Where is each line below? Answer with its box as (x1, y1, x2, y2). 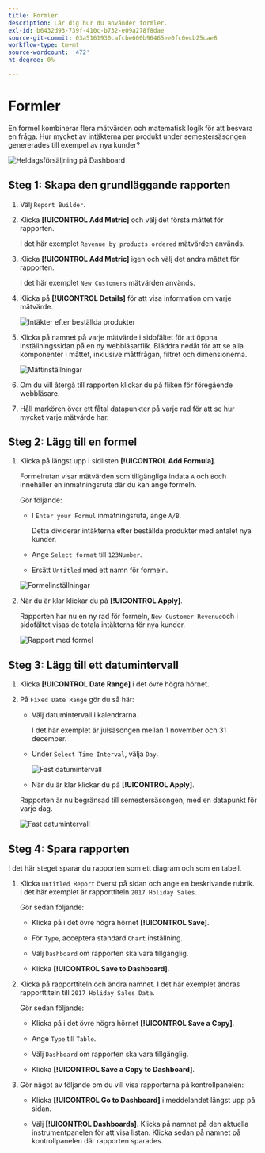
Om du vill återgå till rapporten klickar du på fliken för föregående (19, 380, 233, 390)
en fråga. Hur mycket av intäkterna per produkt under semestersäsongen (8, 132, 247, 141)
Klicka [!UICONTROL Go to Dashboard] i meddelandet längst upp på (31, 1096, 256, 1105)
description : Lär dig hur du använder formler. (8, 19, 168, 27)
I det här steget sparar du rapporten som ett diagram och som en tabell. (8, 863, 242, 873)
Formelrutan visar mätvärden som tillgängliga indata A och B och (19, 471, 227, 481)
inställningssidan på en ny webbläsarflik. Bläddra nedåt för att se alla (19, 340, 244, 350)
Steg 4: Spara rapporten (8, 842, 130, 855)
